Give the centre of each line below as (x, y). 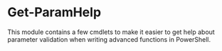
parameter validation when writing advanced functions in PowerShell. (109, 39)
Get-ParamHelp (54, 12)
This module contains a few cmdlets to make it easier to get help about (111, 32)
